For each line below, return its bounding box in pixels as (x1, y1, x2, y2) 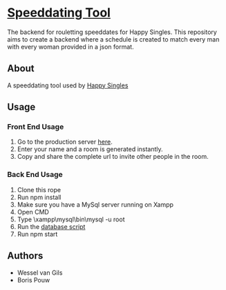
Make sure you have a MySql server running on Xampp (17, 200, 174, 209)
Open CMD (17, 207, 50, 216)
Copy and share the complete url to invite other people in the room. (17, 153, 209, 161)
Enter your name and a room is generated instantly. (17, 145, 164, 153)
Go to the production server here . (17, 137, 113, 146)
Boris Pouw (17, 275, 50, 284)
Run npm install (17, 193, 62, 201)
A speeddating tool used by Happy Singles (7, 81, 129, 89)
